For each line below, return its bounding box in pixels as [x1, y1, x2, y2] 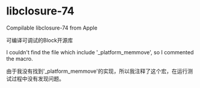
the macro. [6, 55, 33, 62]
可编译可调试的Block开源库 [6, 36, 73, 43]
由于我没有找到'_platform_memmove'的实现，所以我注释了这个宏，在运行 [6, 68, 188, 75]
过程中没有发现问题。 [11, 75, 64, 82]
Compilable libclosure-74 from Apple [6, 24, 98, 31]
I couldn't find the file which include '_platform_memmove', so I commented [6, 48, 194, 55]
